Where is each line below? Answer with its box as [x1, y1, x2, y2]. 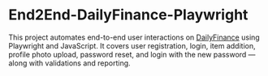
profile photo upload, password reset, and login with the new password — [8, 49, 256, 59]
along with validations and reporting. [8, 58, 132, 68]
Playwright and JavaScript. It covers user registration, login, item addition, [8, 40, 256, 50]
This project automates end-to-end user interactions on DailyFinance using [8, 32, 260, 42]
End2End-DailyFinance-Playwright [8, 6, 249, 24]
